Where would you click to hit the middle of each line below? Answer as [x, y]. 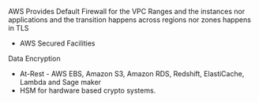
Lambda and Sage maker [60, 82]
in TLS [19, 28]
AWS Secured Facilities [57, 43]
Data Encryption [34, 59]
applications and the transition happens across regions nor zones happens [129, 20]
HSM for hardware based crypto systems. [88, 90]
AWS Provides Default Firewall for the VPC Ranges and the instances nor [127, 11]
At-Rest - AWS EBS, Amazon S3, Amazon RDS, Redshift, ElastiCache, [132, 74]
